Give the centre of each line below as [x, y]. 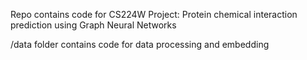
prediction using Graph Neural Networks [93, 25]
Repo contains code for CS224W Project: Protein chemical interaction [154, 14]
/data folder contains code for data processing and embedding [140, 44]
